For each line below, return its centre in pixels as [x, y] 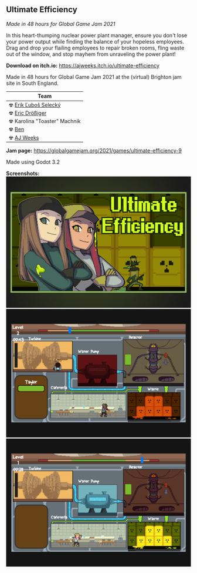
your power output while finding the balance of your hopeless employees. [95, 41]
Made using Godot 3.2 [33, 162]
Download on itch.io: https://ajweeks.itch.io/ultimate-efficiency [83, 65]
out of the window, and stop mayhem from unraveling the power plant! [91, 54]
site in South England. [32, 83]
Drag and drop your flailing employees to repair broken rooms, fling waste [95, 48]
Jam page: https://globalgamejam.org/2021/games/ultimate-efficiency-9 [94, 151]
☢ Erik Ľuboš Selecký [35, 105]
